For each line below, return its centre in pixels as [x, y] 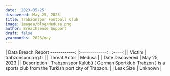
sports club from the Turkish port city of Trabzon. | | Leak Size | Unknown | [84, 68]
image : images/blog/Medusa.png [38, 24]
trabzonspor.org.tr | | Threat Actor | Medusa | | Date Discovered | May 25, [82, 57]
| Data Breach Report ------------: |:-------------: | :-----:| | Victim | [76, 52]
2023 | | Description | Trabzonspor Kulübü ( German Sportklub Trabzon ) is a [85, 63]
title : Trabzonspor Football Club [42, 19]
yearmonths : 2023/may [28, 38]
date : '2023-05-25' [26, 10]
